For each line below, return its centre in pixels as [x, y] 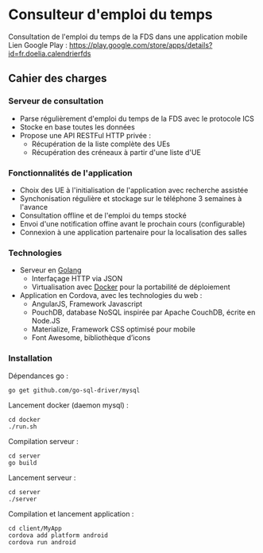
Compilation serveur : [43, 441]
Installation [31, 358]
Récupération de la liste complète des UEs [101, 144]
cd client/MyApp [35, 528]
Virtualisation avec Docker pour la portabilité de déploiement [131, 287]
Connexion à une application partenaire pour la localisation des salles [133, 232]
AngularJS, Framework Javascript [87, 304]
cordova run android [43, 542]
